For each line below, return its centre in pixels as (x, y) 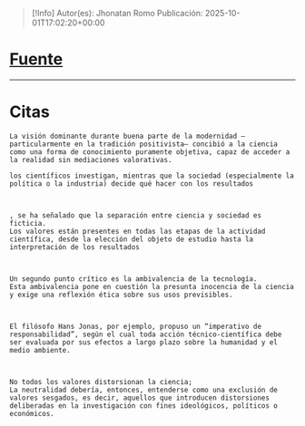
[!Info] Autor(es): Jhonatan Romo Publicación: (117, 13)
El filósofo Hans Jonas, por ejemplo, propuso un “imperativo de (135, 326)
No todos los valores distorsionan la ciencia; (101, 382)
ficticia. (28, 223)
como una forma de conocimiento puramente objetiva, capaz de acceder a (150, 152)
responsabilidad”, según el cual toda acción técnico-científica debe (146, 334)
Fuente (36, 59)
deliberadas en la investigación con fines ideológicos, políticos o (144, 406)
